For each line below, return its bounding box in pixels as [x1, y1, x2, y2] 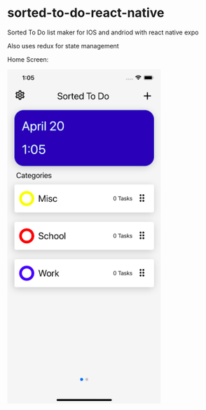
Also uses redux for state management [7, 41, 119, 50]
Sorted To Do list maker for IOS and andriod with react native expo [7, 28, 199, 36]
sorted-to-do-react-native [7, 5, 165, 21]
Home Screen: [7, 55, 49, 64]
